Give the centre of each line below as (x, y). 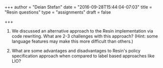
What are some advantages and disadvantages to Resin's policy (76, 51)
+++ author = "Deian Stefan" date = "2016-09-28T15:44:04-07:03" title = (78, 7)
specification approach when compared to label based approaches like (83, 56)
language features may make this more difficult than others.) (72, 41)
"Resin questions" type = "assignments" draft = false (58, 12)
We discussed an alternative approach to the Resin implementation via (82, 31)
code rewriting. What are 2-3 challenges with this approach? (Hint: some (85, 36)
